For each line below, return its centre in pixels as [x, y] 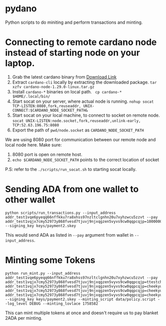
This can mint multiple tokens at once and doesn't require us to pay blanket [82, 313]
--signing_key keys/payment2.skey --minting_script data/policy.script [80, 299]
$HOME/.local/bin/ [31, 96]
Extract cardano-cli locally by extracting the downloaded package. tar [84, 82]
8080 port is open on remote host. [47, 154]
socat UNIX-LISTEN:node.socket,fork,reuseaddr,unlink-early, [77, 121]
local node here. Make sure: [33, 145]
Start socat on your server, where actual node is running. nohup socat [83, 101]
